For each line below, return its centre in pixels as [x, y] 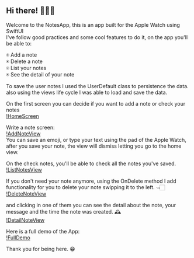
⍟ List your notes [26, 68]
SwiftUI [15, 31]
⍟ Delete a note [24, 61]
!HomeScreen [22, 116]
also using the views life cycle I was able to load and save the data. [87, 92]
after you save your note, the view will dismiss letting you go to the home [94, 146]
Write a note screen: [30, 127]
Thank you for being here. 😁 [41, 249]
